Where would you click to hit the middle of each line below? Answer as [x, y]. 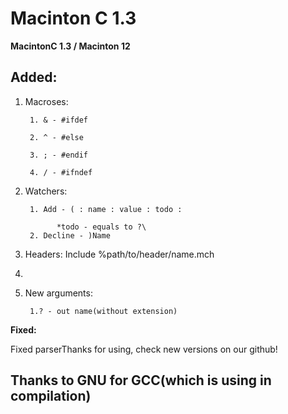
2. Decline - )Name [70, 235]
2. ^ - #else [56, 137]
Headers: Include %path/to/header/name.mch [119, 254]
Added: [34, 77]
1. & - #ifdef [59, 120]
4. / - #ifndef [61, 172]
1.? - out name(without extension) [103, 311]
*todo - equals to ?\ [101, 227]
